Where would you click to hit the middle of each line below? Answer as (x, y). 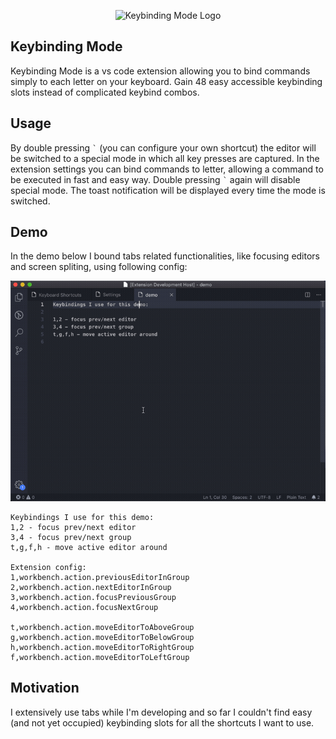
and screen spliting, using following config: (99, 267)
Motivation (45, 688)
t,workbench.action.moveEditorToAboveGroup (102, 627)
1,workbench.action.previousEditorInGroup (100, 577)
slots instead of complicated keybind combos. (105, 92)
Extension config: (48, 567)
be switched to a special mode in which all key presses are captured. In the (165, 158)
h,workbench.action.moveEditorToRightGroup (102, 647)
